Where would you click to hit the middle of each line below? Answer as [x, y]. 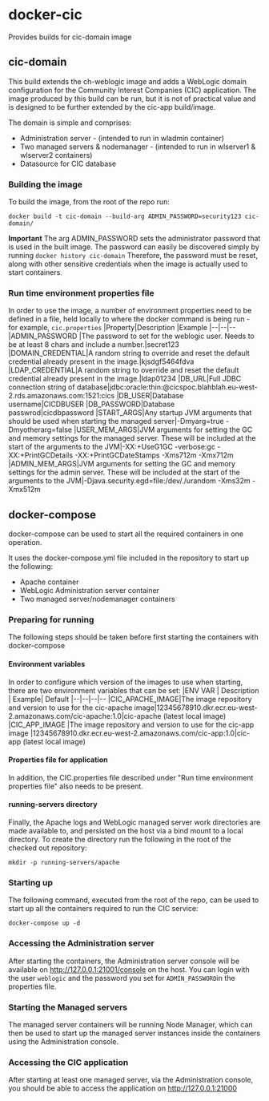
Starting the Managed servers [68, 1007]
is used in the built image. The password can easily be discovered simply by [134, 247]
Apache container [49, 582]
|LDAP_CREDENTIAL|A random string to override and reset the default [124, 370]
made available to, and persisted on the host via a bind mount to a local [126, 831]
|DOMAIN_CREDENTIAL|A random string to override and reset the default [129, 353]
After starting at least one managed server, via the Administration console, [131, 1080]
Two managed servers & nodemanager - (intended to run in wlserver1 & [138, 147]
